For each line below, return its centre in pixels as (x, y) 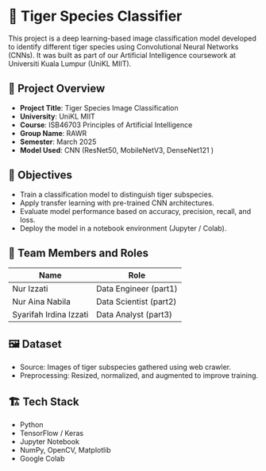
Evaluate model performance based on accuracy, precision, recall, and (135, 211)
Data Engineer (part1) (137, 289)
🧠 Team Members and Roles (79, 253)
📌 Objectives (40, 175)
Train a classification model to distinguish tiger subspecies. (117, 194)
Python (31, 424)
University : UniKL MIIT (57, 116)
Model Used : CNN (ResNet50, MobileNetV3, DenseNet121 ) (117, 150)
